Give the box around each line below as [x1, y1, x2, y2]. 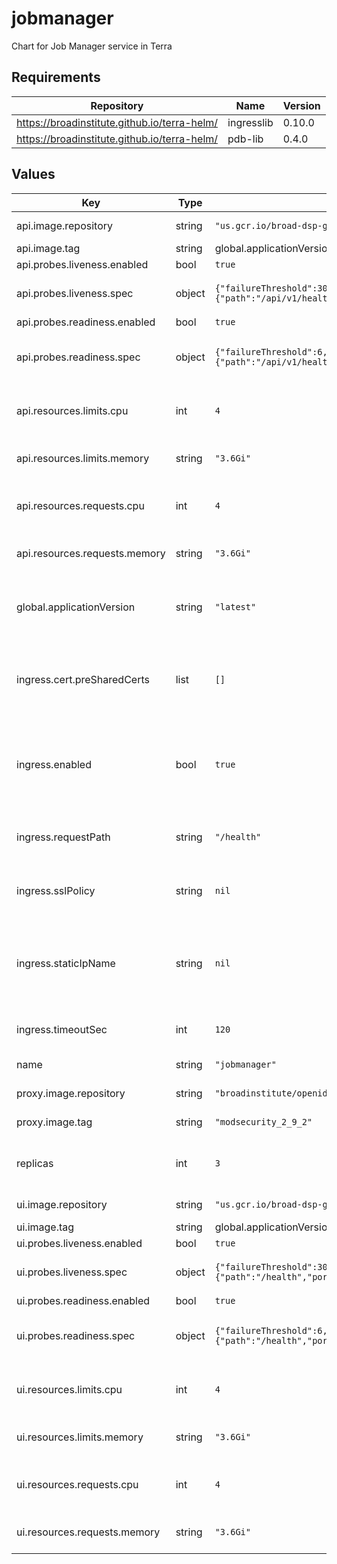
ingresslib [227, 115, 274, 129]
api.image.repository [16, 218, 113, 232]
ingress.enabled [16, 757, 92, 771]
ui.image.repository [16, 1197, 108, 1211]
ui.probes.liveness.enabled [16, 1236, 143, 1250]
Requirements [11, 69, 101, 86]
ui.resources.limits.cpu [16, 1382, 123, 1396]
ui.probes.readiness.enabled [16, 1293, 151, 1307]
